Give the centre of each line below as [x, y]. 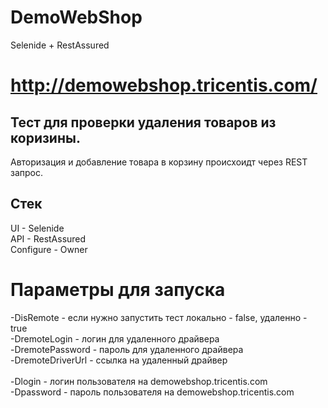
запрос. [27, 172]
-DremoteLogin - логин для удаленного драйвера [115, 338]
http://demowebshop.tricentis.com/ [164, 85]
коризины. [45, 137]
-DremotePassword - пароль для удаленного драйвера [127, 349]
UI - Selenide [37, 228]
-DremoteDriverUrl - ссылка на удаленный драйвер [119, 360]
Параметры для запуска [118, 289]
